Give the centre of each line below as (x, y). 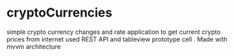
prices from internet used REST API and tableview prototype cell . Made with (117, 39)
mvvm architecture (34, 46)
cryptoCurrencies (60, 13)
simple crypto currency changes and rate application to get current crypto (114, 32)
